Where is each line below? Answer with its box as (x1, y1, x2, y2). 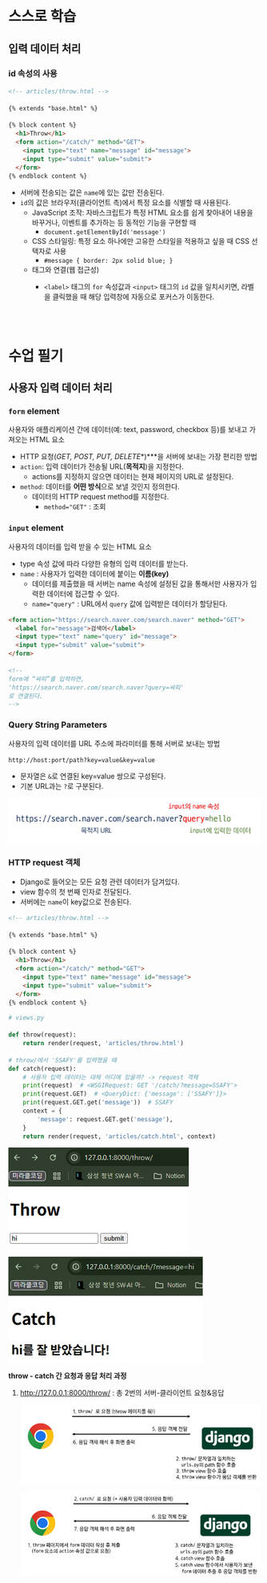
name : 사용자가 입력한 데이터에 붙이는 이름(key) (19, 568, 169, 578)
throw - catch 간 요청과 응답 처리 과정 (8, 1371, 127, 1380)
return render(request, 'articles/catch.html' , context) (22, 1132, 217, 1141)
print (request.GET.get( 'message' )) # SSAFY (22, 1099, 173, 1107)
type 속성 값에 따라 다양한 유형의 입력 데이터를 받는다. (19, 559, 189, 568)
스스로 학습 (8, 7, 77, 26)
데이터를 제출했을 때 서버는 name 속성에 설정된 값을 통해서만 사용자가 (31, 579, 249, 588)
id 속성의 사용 (8, 67, 58, 79)
